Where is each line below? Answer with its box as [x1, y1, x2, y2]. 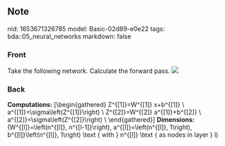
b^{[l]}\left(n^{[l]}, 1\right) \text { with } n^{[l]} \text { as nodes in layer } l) [7, 130, 219, 139]
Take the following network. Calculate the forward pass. [7, 67, 171, 75]
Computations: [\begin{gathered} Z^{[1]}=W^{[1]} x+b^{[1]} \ [7, 101, 185, 109]
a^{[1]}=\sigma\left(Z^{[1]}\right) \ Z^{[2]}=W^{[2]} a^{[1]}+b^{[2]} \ [7, 108, 202, 116]
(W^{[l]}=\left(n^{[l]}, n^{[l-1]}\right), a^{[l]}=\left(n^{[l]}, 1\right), [7, 123, 192, 132]
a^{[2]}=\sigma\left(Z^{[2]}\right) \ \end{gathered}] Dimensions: [7, 116, 195, 124]
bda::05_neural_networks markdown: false [7, 32, 132, 40]
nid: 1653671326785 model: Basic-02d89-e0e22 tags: [7, 24, 165, 33]
